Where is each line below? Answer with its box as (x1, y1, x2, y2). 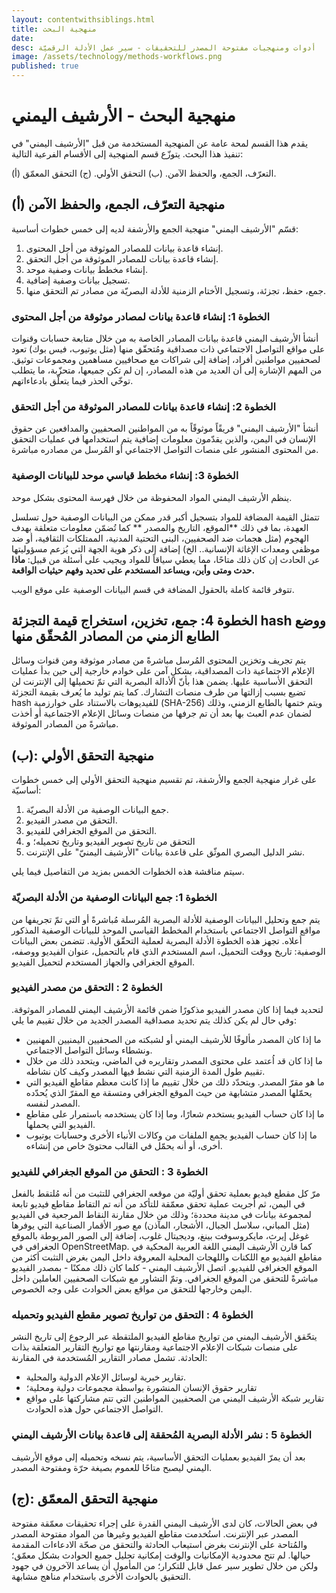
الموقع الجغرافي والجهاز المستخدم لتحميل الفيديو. (11, 956, 196, 968)
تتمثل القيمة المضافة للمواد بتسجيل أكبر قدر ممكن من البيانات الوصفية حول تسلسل (11, 511, 320, 523)
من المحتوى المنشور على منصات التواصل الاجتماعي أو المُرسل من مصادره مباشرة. (11, 444, 319, 456)
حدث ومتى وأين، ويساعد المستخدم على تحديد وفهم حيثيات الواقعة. (11, 564, 256, 576)
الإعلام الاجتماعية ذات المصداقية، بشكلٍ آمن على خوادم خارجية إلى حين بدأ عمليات (11, 665, 315, 677)
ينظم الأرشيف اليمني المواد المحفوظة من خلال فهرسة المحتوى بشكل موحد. (11, 491, 293, 503)
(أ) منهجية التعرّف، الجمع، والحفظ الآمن (11, 196, 226, 213)
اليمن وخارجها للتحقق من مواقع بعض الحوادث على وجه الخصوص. (11, 1283, 253, 1295)
